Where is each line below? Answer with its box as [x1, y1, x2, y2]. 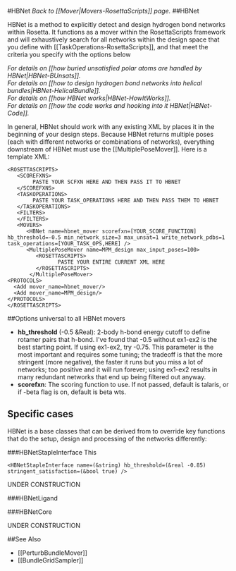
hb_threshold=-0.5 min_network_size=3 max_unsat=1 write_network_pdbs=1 [7, 234, 225, 241]
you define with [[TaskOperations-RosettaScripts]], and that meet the [7, 43, 209, 51]
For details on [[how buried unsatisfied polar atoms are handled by [7, 64, 202, 72]
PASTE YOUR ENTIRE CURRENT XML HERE [57, 259, 166, 266]
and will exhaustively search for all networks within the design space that [7, 35, 220, 44]
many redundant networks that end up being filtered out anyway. [17, 373, 206, 381]
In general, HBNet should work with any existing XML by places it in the [7, 123, 215, 130]
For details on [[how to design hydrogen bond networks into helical [7, 79, 202, 87]
